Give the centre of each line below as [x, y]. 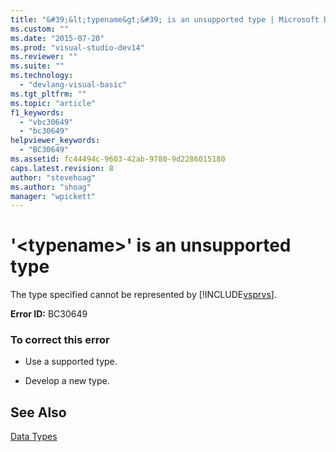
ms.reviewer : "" [44, 57]
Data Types [34, 437]
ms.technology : [42, 76]
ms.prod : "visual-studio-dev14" [77, 47]
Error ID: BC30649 [49, 314]
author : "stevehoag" [53, 177]
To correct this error [60, 340]
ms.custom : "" [40, 29]
